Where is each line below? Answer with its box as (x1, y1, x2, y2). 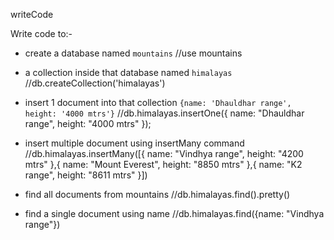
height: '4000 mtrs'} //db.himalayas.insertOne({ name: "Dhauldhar (24, 107, 305, 119)
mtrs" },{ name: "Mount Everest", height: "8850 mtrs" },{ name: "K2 (24, 159, 303, 170)
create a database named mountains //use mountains (24, 47, 243, 59)
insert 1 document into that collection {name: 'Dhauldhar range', (24, 97, 292, 108)
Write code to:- (10, 28, 73, 39)
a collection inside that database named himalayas (24, 67, 233, 78)
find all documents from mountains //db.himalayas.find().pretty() (24, 189, 291, 200)
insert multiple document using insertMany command (24, 137, 245, 149)
